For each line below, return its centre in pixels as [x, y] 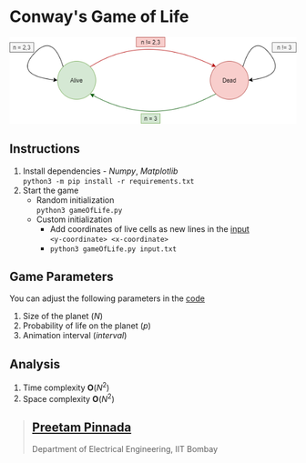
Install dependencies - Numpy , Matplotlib [100, 171]
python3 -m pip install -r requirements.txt [108, 181]
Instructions [45, 149]
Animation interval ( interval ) [75, 336]
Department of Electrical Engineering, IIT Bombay [125, 449]
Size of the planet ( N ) [62, 317]
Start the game [51, 190]
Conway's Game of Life [99, 17]
